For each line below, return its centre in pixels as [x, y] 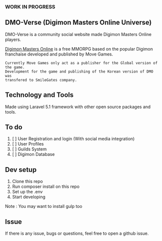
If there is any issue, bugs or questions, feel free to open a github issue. [77, 233]
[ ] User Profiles [28, 144]
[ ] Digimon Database [33, 154]
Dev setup [21, 170]
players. [13, 39]
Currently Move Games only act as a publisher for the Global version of [81, 63]
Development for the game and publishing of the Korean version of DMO [79, 72]
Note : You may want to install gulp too [44, 206]
